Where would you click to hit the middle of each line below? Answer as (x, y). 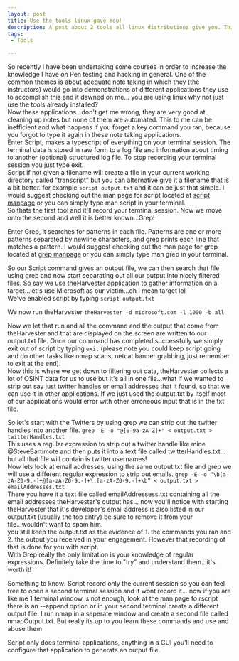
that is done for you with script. (53, 547)
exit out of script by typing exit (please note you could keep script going (114, 348)
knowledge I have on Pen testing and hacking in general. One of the (107, 75)
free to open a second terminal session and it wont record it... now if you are (119, 591)
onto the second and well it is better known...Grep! (81, 218)
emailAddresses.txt (36, 488)
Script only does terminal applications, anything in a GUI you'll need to (110, 643)
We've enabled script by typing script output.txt (81, 299)
